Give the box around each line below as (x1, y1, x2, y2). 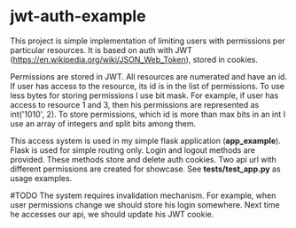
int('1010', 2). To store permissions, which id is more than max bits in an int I (10, 109, 286, 119)
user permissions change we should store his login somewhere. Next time (10, 199, 280, 209)
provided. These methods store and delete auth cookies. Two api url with (10, 154, 277, 164)
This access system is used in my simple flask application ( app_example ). (10, 135, 282, 146)
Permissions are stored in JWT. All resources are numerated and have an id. (10, 71, 287, 81)
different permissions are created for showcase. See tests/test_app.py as (10, 163, 282, 174)
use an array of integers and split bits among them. (10, 118, 197, 129)
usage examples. (10, 172, 73, 183)
